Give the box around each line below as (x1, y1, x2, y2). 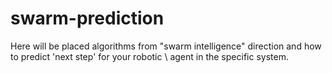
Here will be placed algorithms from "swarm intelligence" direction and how (10, 40, 322, 52)
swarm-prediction (10, 7, 165, 30)
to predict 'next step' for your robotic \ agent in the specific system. (10, 50, 289, 62)
